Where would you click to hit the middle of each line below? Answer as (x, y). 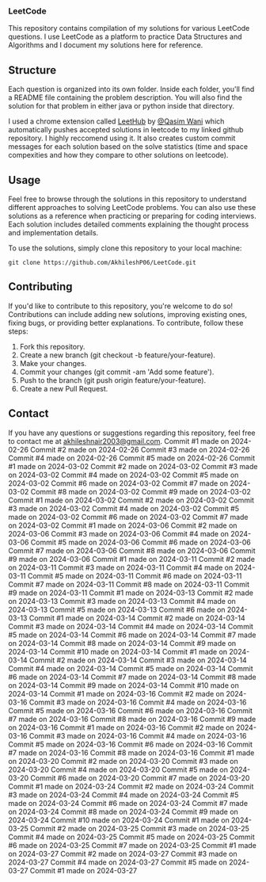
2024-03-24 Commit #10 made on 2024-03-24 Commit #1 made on (119, 820)
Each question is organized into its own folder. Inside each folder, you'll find (131, 90)
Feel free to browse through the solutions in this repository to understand (127, 199)
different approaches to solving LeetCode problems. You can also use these (132, 207)
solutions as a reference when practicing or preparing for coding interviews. (132, 216)
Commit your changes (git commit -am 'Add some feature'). (117, 372)
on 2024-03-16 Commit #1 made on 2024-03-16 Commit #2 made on (122, 727)
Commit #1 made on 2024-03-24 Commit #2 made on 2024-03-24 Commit (131, 786)
